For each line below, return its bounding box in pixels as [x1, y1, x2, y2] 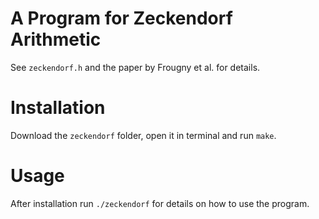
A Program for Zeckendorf [10, 7, 233, 30]
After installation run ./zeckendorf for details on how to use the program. [10, 197, 310, 209]
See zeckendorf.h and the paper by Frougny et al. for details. [10, 61, 261, 73]
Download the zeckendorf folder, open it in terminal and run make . [10, 129, 277, 141]
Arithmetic [10, 28, 102, 51]
